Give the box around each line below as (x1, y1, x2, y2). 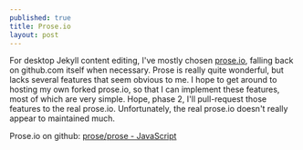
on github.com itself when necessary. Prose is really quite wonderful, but (9, 65, 285, 75)
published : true (9, 13, 71, 23)
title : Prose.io (9, 22, 71, 31)
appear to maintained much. (9, 113, 116, 124)
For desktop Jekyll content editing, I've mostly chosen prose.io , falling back (9, 55, 294, 66)
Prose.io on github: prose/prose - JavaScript (9, 131, 177, 142)
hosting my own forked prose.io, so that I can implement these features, (9, 84, 280, 95)
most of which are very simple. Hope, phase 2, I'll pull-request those (9, 94, 267, 105)
